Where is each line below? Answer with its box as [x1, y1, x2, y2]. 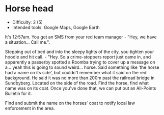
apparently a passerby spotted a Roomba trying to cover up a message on [5, 59, 156, 65]
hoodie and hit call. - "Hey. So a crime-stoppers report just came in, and [5, 54, 151, 59]
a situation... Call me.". [5, 39, 50, 45]
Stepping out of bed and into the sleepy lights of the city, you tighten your [5, 49, 154, 55]
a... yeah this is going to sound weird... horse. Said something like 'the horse [5, 64, 160, 70]
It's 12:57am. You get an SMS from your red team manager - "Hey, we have [5, 34, 157, 40]
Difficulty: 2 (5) [12, 19, 43, 25]
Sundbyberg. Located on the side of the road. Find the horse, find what [5, 80, 149, 86]
